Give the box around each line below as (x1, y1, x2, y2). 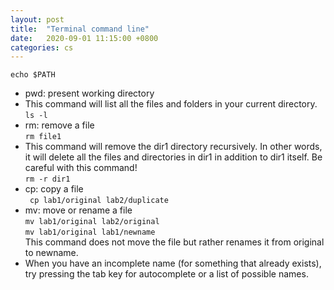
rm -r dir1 (24, 174, 71, 185)
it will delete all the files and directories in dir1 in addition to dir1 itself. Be (24, 151, 323, 163)
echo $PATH (10, 70, 56, 80)
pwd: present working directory (24, 87, 155, 100)
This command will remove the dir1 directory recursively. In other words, (24, 141, 323, 153)
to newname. (24, 247, 79, 259)
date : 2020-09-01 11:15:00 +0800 (10, 33, 159, 43)
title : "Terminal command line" (10, 24, 150, 34)
